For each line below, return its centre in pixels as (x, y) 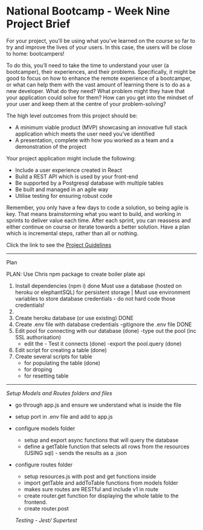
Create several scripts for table (53, 356)
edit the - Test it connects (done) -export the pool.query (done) (103, 344)
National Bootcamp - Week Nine (88, 11)
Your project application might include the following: (71, 158)
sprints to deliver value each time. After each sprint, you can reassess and (99, 220)
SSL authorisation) (38, 337)
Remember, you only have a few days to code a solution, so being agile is (98, 208)
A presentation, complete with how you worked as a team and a (94, 140)
